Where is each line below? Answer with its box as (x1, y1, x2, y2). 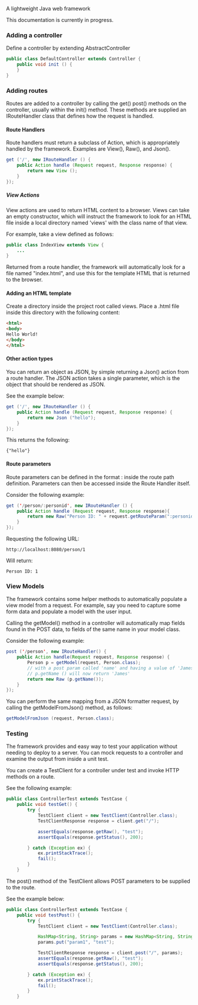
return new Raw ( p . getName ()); (27, 676, 104, 682)
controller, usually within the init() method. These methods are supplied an (6, 106, 187, 113)
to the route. (6, 883, 37, 891)
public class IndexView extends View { (6, 242, 104, 248)
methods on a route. (6, 773, 55, 780)
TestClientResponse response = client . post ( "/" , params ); (37, 950, 183, 956)
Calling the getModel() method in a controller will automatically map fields (6, 620, 186, 627)
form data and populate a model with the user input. (6, 608, 133, 615)
